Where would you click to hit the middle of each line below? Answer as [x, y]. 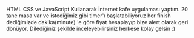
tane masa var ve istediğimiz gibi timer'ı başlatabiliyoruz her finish [89, 16]
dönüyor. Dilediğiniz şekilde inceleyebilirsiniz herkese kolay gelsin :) [91, 28]
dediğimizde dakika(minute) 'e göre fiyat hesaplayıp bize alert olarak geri [97, 22]
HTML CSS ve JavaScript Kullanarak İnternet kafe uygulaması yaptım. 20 [97, 9]
